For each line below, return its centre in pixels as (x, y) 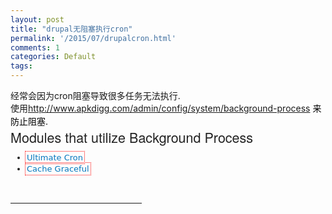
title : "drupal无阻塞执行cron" (71, 29)
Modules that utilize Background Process (132, 137)
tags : (21, 66)
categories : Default (53, 57)
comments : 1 (35, 47)
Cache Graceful (58, 168)
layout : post (37, 19)
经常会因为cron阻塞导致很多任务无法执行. (95, 95)
